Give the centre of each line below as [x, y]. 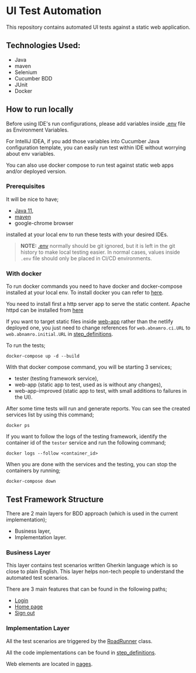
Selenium [26, 72]
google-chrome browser [44, 223]
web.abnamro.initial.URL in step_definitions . [60, 334]
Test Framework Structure [55, 499]
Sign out [25, 613]
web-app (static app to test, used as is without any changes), [88, 385]
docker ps [18, 426]
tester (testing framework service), [56, 378]
